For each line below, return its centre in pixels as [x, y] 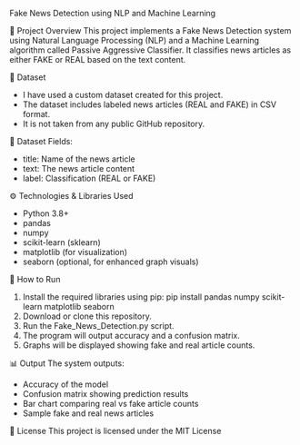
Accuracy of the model [65, 384]
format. [36, 114]
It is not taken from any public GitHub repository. [114, 124]
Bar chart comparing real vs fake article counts [110, 404]
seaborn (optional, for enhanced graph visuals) [110, 262]
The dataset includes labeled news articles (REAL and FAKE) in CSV [150, 104]
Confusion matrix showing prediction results [105, 394]
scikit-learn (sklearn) [62, 242]
